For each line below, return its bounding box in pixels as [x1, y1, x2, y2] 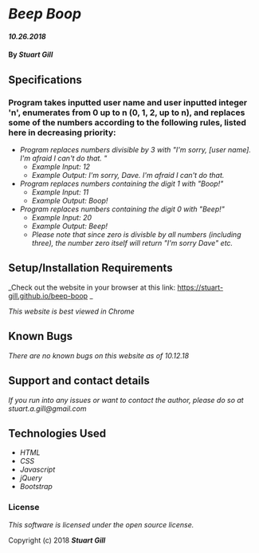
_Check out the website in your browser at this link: [8, 282, 176, 292]
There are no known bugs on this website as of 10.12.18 [8, 350, 190, 360]
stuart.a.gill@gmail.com [8, 404, 87, 413]
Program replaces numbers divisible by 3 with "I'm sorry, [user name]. [19, 145, 251, 155]
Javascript [19, 464, 56, 475]
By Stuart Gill [8, 49, 53, 60]
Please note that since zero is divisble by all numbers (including [31, 230, 241, 239]
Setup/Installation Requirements [8, 261, 173, 275]
